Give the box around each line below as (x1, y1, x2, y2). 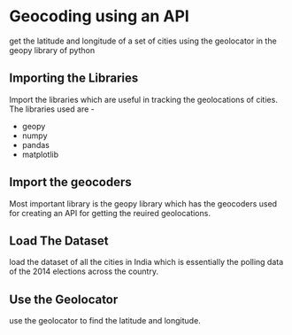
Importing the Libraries (9, 71, 139, 86)
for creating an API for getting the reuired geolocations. (9, 207, 211, 218)
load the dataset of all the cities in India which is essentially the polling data (9, 257, 284, 268)
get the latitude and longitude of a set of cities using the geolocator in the (9, 35, 277, 46)
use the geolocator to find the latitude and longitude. (9, 316, 201, 326)
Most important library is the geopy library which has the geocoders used (9, 198, 277, 209)
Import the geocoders (9, 175, 133, 190)
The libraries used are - (9, 104, 95, 114)
